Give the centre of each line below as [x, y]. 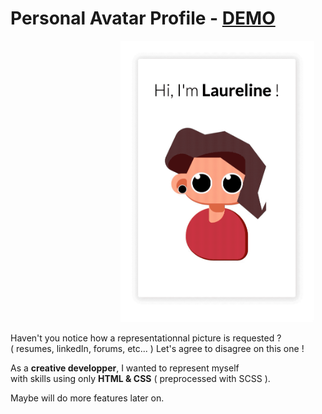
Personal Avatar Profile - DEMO [143, 18]
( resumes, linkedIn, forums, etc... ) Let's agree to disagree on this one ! [157, 348]
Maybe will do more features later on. [87, 398]
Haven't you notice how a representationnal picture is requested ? [146, 338]
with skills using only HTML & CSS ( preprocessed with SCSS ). [140, 378]
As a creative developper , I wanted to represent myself [125, 368]
